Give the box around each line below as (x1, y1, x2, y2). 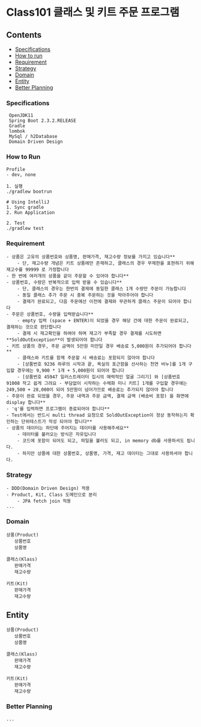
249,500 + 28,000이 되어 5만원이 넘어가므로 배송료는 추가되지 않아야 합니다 (6, 387, 174, 393)
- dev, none (6, 172, 36, 178)
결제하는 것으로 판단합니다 (6, 324, 61, 330)
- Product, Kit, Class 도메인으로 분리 (6, 492, 97, 498)
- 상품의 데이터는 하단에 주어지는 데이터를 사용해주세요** (6, 424, 129, 431)
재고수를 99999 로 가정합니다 (6, 267, 69, 273)
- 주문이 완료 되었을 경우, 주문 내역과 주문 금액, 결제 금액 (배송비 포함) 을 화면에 (6, 393, 189, 399)
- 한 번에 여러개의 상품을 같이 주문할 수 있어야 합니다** (6, 273, 129, 279)
